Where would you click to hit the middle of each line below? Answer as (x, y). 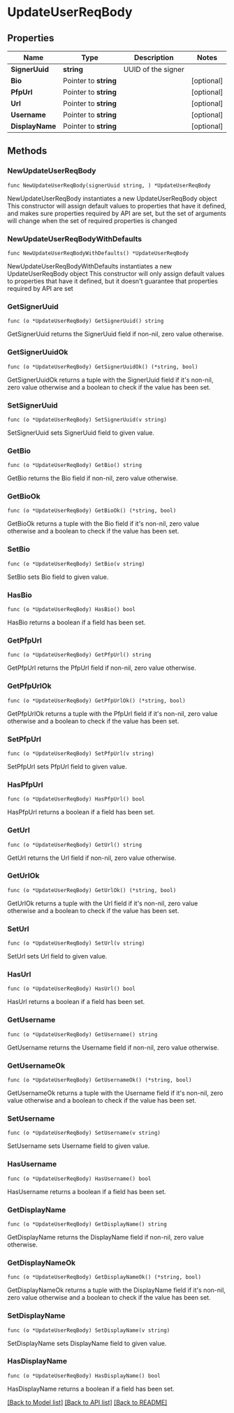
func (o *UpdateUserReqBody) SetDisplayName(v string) (89, 1330)
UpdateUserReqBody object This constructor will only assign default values (116, 273)
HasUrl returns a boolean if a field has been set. (76, 1002)
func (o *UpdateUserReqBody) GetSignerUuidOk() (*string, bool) (103, 367)
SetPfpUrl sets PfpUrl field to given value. (67, 766)
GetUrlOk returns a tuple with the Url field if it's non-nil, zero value (103, 903)
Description (154, 58)
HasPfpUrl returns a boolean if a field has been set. (81, 812)
